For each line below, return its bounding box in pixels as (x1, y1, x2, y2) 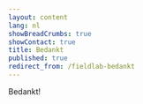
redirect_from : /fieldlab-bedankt (8, 63, 136, 71)
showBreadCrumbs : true (8, 29, 92, 38)
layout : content (8, 12, 68, 22)
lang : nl (8, 21, 41, 30)
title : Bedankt (8, 46, 64, 55)
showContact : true (8, 37, 76, 47)
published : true (8, 54, 68, 63)
